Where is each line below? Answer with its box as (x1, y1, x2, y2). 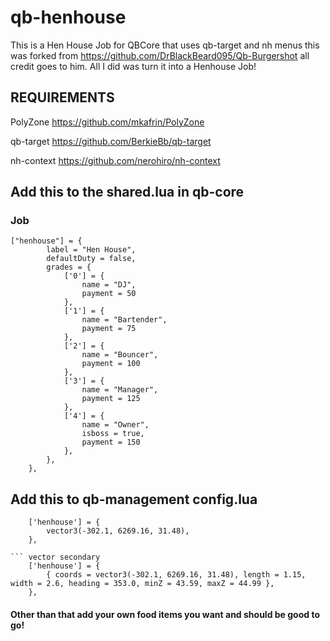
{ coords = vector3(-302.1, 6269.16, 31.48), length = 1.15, (46, 570, 307, 580)
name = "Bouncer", (81, 350, 159, 360)
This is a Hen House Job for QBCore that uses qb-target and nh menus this (10, 39, 320, 51)
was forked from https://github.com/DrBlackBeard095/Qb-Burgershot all (10, 49, 310, 61)
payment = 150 (81, 437, 141, 448)
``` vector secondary (10, 552, 101, 563)
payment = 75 (81, 324, 137, 334)
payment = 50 (81, 289, 137, 299)
